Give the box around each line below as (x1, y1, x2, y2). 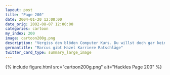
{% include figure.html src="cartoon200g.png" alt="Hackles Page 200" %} (5, 64, 162, 70)
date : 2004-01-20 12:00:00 (5, 17, 62, 22)
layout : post (5, 7, 33, 13)
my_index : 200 (5, 31, 35, 36)
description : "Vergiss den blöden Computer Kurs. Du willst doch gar (5, 41, 155, 46)
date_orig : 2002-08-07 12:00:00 (5, 21, 73, 27)
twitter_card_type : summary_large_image (5, 50, 92, 55)
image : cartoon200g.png (5, 36, 56, 41)
